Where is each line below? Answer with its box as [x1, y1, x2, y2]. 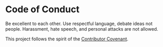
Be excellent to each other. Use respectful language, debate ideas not [5, 20, 153, 27]
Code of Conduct [5, 4, 79, 15]
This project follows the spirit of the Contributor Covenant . [5, 36, 129, 42]
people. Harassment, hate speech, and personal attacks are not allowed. [5, 26, 158, 32]
